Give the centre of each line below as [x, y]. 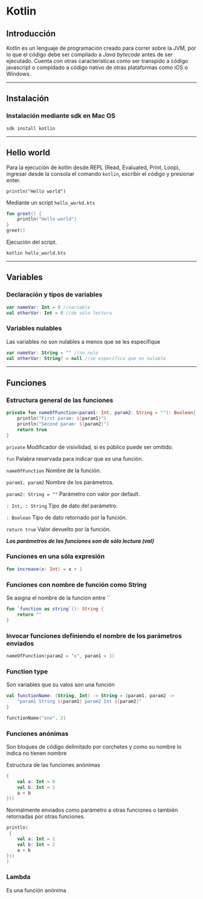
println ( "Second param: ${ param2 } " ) [63, 424]
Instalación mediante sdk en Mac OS [61, 116]
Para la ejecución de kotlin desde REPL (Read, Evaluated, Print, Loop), [93, 167]
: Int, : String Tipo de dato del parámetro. [62, 506]
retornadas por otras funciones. [46, 817]
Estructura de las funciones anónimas [53, 764]
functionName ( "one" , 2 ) [36, 718]
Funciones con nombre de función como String [76, 584]
